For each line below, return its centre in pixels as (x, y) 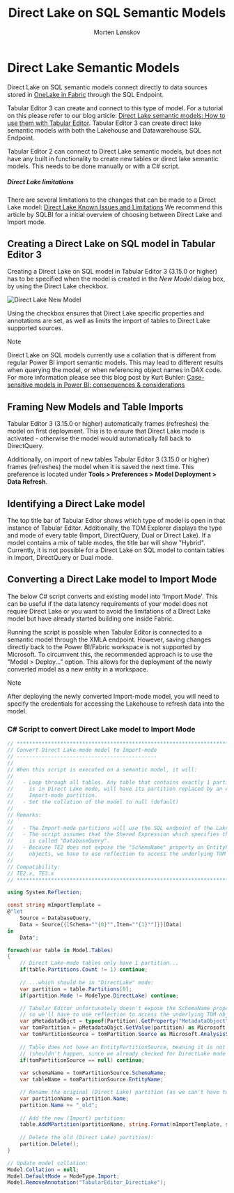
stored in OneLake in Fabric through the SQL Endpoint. (85, 94)
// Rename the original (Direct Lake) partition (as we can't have (119, 1092)
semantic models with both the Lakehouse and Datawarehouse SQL (104, 130)
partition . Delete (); (49, 1144)
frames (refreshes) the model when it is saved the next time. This (101, 467)
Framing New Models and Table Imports (95, 407)
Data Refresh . (28, 482)
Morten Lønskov (117, 32)
